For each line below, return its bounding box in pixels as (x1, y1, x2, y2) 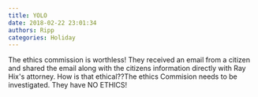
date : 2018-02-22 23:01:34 (8, 19, 97, 27)
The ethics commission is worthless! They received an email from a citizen (8, 55, 251, 65)
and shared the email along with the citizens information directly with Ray (8, 64, 246, 73)
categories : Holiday (8, 33, 77, 42)
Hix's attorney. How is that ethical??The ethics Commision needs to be (8, 72, 238, 81)
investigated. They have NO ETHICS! (8, 80, 128, 90)
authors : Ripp (8, 26, 55, 34)
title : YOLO (8, 11, 47, 20)
